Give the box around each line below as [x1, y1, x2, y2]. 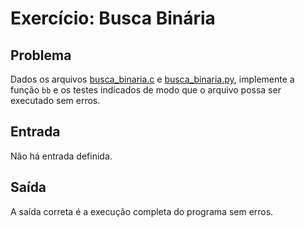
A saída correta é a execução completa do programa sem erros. [10, 205, 274, 217]
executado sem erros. [10, 95, 101, 106]
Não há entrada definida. [10, 150, 113, 162]
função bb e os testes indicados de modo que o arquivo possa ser [10, 84, 282, 96]
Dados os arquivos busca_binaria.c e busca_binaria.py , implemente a [10, 73, 295, 85]
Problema [10, 47, 72, 64]
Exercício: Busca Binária [10, 7, 216, 30]
